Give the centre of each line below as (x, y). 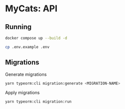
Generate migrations (26, 74)
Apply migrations (22, 93)
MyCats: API (31, 9)
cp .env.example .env (27, 47)
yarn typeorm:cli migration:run (38, 102)
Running (19, 27)
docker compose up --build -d (36, 38)
